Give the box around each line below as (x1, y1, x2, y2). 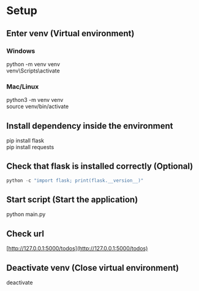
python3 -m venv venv (6, 96, 64, 104)
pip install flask (6, 136, 45, 144)
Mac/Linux (6, 82, 39, 91)
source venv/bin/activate (6, 103, 69, 111)
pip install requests (6, 143, 54, 150)
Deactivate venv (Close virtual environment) (6, 262, 179, 273)
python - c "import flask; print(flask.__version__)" (6, 177, 144, 184)
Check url (6, 228, 45, 239)
